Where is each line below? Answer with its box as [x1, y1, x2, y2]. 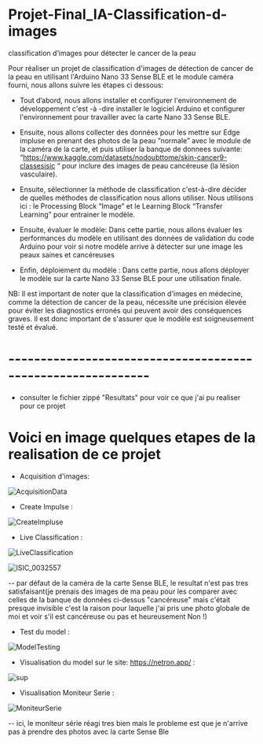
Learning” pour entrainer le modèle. [19, 209, 136, 219]
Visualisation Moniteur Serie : [19, 687, 115, 698]
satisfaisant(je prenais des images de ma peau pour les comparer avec [8, 587, 238, 596]
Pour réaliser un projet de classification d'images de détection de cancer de [8, 63, 254, 72]
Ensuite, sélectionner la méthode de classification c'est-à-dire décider [19, 184, 247, 194]
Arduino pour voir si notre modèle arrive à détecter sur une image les [19, 242, 243, 251]
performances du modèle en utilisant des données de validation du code [19, 233, 254, 242]
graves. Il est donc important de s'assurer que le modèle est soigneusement [8, 313, 254, 324]
